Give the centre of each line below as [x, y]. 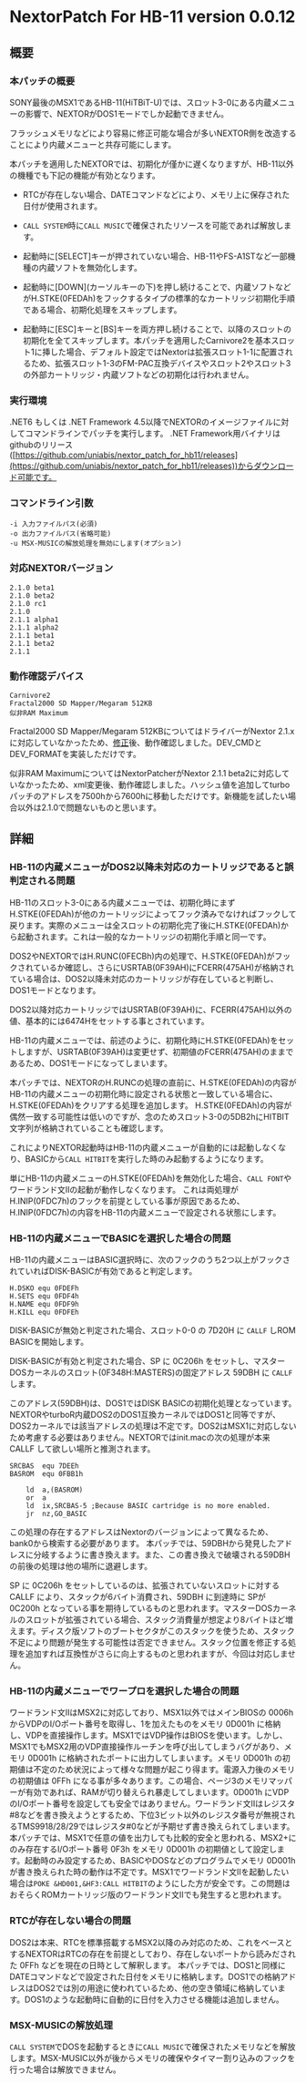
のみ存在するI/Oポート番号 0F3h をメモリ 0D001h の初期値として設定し [143, 1849]
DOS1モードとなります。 [55, 990]
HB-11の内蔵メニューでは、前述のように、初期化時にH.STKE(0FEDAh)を [144, 1040]
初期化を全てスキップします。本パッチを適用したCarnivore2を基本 [147, 340]
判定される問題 [42, 881]
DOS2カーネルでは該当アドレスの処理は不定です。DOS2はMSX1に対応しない [153, 1426]
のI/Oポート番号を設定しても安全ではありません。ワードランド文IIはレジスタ [153, 1804]
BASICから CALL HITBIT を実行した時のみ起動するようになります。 [147, 1158]
